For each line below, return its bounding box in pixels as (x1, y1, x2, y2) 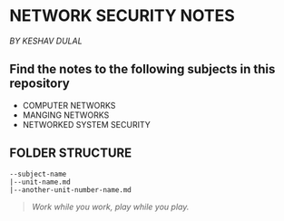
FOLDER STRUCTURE (9, 146, 132, 161)
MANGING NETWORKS (22, 110, 110, 120)
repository (9, 76, 71, 91)
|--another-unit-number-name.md (9, 185, 132, 195)
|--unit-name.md (9, 178, 71, 187)
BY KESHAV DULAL (9, 35, 83, 46)
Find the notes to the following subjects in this (9, 62, 276, 77)
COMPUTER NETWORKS (22, 100, 116, 110)
